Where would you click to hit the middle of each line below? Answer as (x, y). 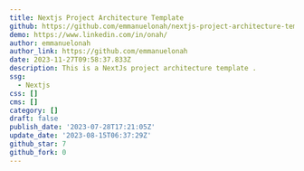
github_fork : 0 (38, 152)
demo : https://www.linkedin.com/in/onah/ (89, 34)
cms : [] (24, 102)
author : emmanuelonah (50, 43)
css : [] (24, 93)
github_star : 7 (38, 144)
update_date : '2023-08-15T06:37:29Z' (81, 136)
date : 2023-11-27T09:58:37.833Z (70, 60)
